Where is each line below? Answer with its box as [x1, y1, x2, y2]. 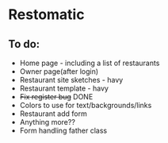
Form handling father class [19, 126, 108, 135]
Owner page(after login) [19, 67, 99, 76]
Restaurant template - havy [19, 83, 109, 93]
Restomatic [8, 6, 85, 24]
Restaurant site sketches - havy [19, 75, 124, 84]
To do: [8, 37, 40, 51]
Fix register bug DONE [19, 92, 94, 101]
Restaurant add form [19, 109, 87, 118]
